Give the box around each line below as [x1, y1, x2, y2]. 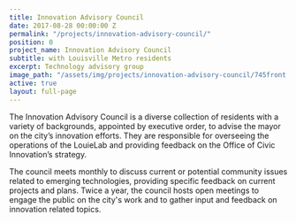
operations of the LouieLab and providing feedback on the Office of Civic [9, 139, 276, 150]
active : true [9, 79, 57, 88]
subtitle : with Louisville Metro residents [9, 54, 172, 63]
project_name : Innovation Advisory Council [9, 46, 172, 55]
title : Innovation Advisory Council [9, 12, 144, 22]
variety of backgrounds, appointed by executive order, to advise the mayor [9, 120, 281, 131]
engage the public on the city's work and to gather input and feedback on [9, 194, 277, 204]
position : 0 [9, 37, 53, 47]
